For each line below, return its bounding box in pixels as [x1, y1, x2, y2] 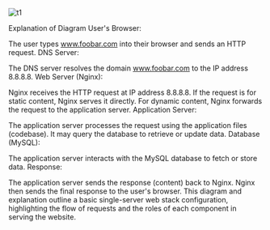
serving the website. [8, 212, 77, 222]
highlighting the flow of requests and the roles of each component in [8, 203, 237, 213]
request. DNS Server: [8, 48, 79, 57]
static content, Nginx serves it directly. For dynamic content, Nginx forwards [8, 96, 263, 105]
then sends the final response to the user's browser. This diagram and [8, 186, 243, 196]
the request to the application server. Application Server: [8, 105, 197, 114]
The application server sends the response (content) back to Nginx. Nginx [8, 178, 255, 187]
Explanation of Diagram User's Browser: [8, 23, 141, 32]
